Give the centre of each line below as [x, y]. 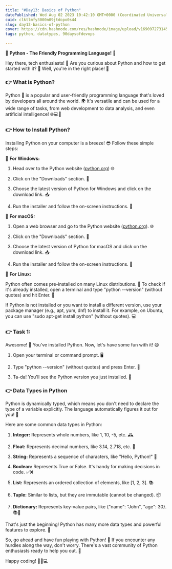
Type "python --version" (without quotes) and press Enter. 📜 [76, 367]
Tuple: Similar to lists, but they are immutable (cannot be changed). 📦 [87, 495]
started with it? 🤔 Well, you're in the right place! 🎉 [57, 68]
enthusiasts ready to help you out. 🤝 [43, 551]
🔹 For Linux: [18, 274]
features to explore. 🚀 [28, 530]
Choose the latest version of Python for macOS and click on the [80, 246]
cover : [12, 29]
